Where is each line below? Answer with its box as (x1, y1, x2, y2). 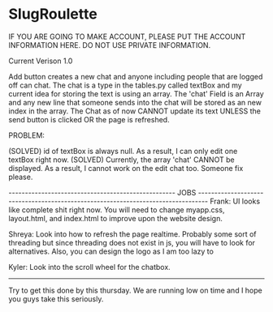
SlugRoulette (8, 5, 97, 24)
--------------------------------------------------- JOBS (8, 187, 197, 197)
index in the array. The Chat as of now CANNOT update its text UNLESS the (8, 106, 262, 116)
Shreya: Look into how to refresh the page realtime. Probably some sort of (8, 229, 258, 239)
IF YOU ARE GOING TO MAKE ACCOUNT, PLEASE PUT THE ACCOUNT (8, 32, 246, 41)
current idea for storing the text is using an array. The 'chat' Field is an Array (8, 88, 264, 98)
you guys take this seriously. (8, 293, 104, 304)
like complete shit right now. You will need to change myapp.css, (8, 204, 225, 215)
